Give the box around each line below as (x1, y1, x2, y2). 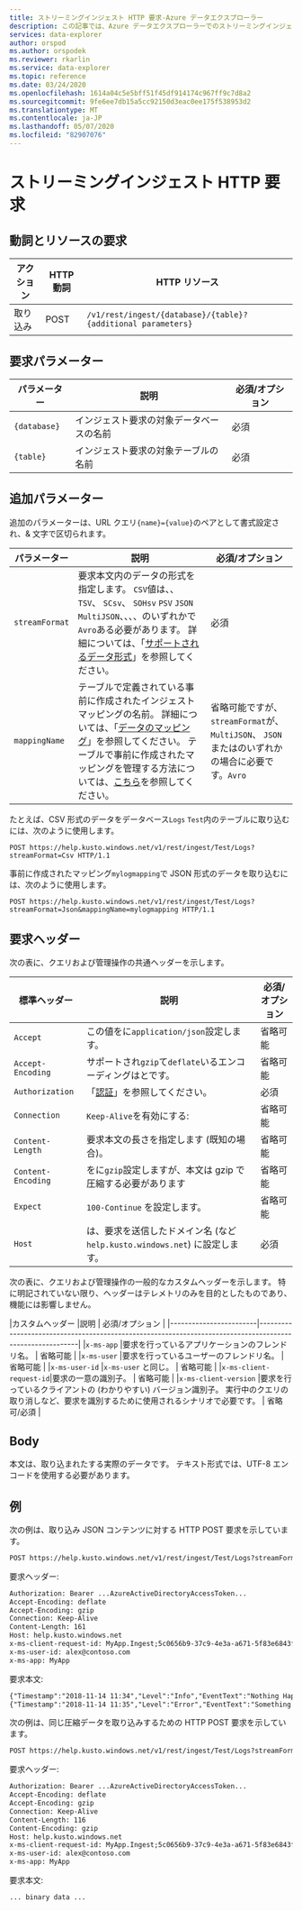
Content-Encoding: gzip (9, 1824, 99, 1833)
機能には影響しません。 (9, 1299, 96, 1310)
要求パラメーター (9, 353, 104, 370)
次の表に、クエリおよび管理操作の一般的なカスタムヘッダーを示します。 (9, 1276, 277, 1287)
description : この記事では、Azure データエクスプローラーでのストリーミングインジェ (9, 22, 293, 31)
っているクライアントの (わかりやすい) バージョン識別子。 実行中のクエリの (9, 1385, 289, 1395)
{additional (86, 318, 138, 329)
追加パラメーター (9, 491, 104, 507)
